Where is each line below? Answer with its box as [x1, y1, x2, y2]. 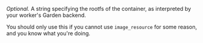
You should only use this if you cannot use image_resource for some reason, [6, 24, 197, 30]
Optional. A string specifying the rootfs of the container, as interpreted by [6, 5, 191, 12]
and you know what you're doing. [6, 30, 90, 37]
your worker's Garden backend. [6, 12, 87, 19]
